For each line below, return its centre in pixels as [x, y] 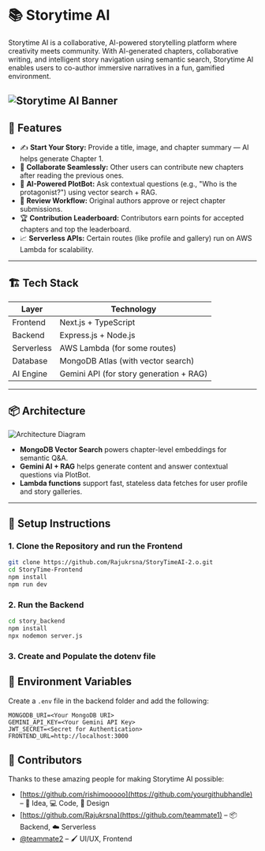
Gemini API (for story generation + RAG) [134, 374]
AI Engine [30, 374]
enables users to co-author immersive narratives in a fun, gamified [116, 67]
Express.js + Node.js [97, 335]
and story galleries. [51, 491]
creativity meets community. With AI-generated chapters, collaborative [123, 51]
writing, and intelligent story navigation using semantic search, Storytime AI [131, 59]
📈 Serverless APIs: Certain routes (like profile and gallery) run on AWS [136, 239]
